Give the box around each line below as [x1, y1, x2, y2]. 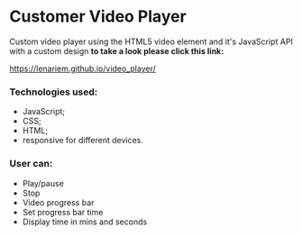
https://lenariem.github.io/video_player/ [9, 63, 156, 74]
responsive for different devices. [22, 135, 144, 146]
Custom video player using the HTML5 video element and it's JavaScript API [9, 36, 293, 47]
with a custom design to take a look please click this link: [9, 45, 224, 56]
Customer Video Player [9, 6, 187, 27]
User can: [9, 158, 53, 170]
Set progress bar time [22, 206, 104, 217]
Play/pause [22, 177, 65, 188]
